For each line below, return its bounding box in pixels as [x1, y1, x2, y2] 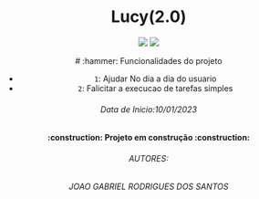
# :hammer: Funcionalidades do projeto [75, 55, 223, 66]
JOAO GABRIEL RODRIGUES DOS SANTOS [68, 181, 229, 193]
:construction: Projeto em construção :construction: [47, 132, 251, 143]
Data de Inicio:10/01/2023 [99, 103, 198, 115]
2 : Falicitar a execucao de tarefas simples [78, 82, 233, 93]
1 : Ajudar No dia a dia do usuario [94, 73, 217, 84]
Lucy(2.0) [110, 6, 187, 27]
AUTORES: [129, 152, 169, 163]
